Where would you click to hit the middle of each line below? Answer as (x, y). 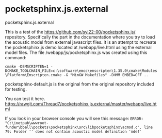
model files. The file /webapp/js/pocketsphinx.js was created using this (76, 52)
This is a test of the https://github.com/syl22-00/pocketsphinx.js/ (70, 32)
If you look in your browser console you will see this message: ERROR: (74, 118)
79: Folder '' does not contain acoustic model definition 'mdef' (73, 131)
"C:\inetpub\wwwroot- (27, 123)
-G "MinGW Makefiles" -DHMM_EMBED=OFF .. (106, 75)
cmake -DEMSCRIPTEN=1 (27, 67)
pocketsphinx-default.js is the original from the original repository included (80, 84)
